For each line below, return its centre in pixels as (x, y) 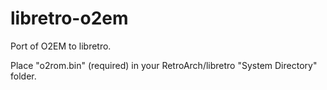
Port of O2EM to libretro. (61, 46)
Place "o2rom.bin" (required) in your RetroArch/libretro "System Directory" (164, 65)
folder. (23, 76)
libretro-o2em (69, 18)
